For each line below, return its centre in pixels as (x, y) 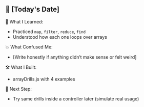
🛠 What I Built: (21, 67)
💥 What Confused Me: (29, 47)
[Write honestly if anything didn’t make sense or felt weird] (75, 57)
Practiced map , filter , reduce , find (49, 32)
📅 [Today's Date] (33, 9)
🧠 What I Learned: (24, 21)
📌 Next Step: (19, 89)
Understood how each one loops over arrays (60, 37)
